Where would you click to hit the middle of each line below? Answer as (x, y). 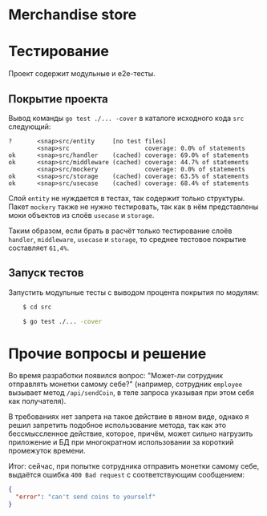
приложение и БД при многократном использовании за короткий (121, 442)
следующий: (30, 127)
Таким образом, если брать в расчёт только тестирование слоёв (120, 231)
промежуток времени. (47, 451)
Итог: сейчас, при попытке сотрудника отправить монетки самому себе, (134, 466)
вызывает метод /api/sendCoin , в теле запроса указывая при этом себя (131, 393)
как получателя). (37, 401)
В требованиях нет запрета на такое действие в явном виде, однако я (129, 417)
